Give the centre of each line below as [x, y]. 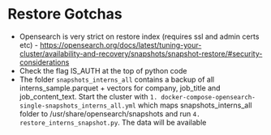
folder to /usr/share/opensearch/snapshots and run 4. [110, 113]
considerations [44, 62]
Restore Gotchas [65, 14]
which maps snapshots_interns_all [195, 105]
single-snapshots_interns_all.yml [77, 106]
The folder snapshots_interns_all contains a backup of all [117, 79]
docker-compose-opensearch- [209, 97]
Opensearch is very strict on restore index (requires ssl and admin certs [139, 36]
